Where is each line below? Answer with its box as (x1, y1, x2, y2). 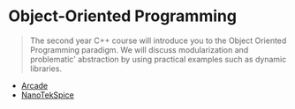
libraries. (29, 63, 63, 74)
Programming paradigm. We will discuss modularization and (29, 44, 249, 54)
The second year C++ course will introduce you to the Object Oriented (29, 35, 287, 46)
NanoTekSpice (20, 90, 74, 100)
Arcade (20, 80, 49, 91)
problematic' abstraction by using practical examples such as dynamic (29, 54, 287, 64)
